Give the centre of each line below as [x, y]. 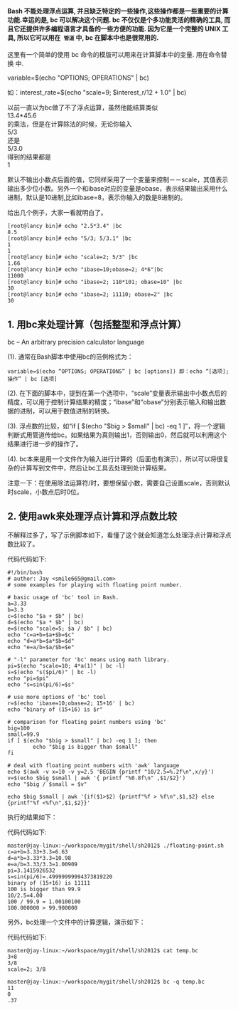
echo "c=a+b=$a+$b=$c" [41, 635]
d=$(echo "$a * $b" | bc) [45, 622]
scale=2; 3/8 [27, 969]
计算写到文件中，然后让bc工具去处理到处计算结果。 [95, 468]
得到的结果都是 [29, 157]
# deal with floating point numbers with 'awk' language [93, 765]
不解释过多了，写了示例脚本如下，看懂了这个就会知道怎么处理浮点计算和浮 [116, 535]
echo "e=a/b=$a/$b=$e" [41, 647]
